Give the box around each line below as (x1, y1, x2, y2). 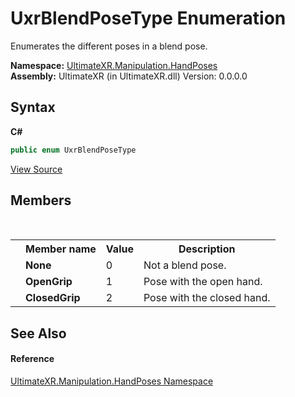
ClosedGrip (25, 291, 81, 305)
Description (178, 242, 236, 256)
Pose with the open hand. (143, 275, 263, 289)
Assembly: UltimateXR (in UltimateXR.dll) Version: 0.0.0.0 (10, 70, 248, 82)
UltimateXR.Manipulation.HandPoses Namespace (10, 375, 214, 387)
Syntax (10, 99, 56, 116)
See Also (10, 325, 67, 342)
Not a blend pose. (143, 258, 227, 272)
